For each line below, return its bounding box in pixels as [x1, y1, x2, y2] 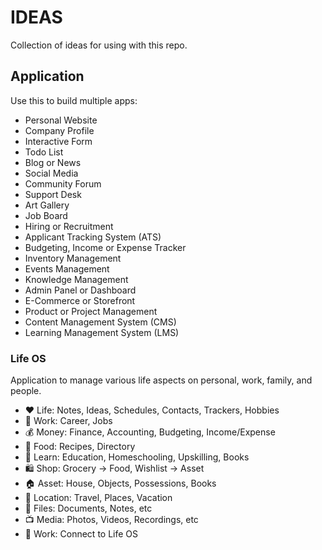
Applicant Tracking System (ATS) [24, 231, 162, 243]
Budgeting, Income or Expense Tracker [24, 241, 187, 253]
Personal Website [24, 114, 98, 126]
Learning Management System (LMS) [24, 326, 180, 338]
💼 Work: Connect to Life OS [24, 528, 139, 540]
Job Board [24, 209, 68, 221]
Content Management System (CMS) [24, 316, 177, 328]
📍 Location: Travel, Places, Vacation [24, 492, 173, 504]
